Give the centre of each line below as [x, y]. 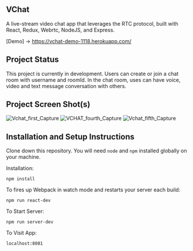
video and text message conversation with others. [66, 86]
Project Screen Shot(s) [48, 104]
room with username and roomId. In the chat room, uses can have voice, [93, 80]
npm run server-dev [30, 222]
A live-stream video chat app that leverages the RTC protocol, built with [92, 23]
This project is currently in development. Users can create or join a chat [92, 74]
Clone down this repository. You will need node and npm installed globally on [96, 151]
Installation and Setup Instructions [70, 137]
